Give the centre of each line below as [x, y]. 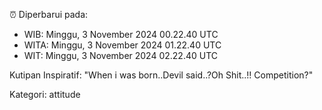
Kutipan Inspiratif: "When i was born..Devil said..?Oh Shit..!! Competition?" [161, 75]
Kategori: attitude [45, 94]
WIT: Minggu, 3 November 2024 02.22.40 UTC [121, 55]
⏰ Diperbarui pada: [49, 14]
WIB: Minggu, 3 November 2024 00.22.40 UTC [121, 34]
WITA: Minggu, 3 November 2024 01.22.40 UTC [122, 45]
